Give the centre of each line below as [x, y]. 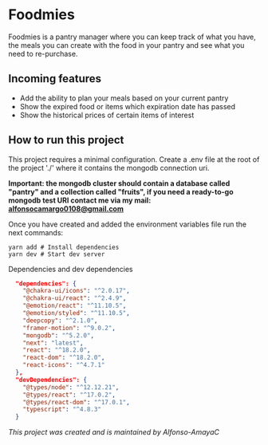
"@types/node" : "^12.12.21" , [71, 387]
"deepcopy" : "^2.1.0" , [60, 321]
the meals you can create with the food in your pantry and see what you [126, 45]
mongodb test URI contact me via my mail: [80, 200]
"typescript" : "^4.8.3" [62, 410]
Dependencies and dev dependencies [71, 269]
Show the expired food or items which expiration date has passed [128, 106]
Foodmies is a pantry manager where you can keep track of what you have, [132, 37]
